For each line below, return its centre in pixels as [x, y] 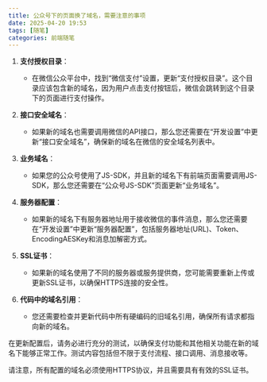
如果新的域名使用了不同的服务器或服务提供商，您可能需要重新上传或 [143, 273]
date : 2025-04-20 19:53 [48, 23]
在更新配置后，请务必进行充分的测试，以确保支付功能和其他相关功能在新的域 [133, 343]
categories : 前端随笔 [42, 38]
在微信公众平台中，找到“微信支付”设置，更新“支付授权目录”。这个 [139, 78]
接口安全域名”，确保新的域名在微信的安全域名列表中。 [130, 142]
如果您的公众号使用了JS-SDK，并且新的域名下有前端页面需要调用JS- [144, 176]
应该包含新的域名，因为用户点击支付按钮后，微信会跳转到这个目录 [147, 88]
